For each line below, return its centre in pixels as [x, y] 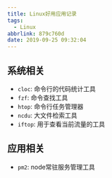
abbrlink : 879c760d [36, 34]
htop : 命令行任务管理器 [50, 106]
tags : [15, 20]
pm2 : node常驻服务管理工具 [56, 167]
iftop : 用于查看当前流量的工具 [61, 124]
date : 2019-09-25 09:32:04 [47, 40]
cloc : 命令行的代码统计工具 [57, 88]
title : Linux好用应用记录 [42, 14]
